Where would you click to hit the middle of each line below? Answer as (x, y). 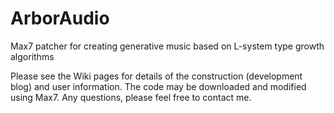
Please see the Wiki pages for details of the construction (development (156, 76)
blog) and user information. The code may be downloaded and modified (158, 86)
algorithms (32, 56)
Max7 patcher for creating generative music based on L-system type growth (167, 46)
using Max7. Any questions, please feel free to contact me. (131, 97)
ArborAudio (60, 18)
